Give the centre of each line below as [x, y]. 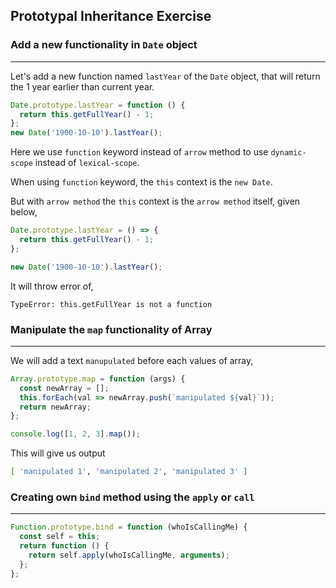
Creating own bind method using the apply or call [132, 497]
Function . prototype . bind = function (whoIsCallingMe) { [129, 527]
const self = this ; [60, 537]
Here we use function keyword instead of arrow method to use [139, 152]
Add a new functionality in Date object [104, 45]
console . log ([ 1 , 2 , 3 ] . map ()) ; [75, 434]
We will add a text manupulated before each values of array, [132, 360]
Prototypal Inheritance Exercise [111, 16]
